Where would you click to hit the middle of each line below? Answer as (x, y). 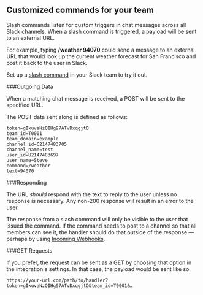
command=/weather (29, 166)
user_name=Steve (27, 160)
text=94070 (20, 171)
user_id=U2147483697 (33, 155)
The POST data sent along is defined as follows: (67, 117)
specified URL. (25, 105)
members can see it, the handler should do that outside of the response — (100, 232)
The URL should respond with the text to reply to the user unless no (92, 194)
